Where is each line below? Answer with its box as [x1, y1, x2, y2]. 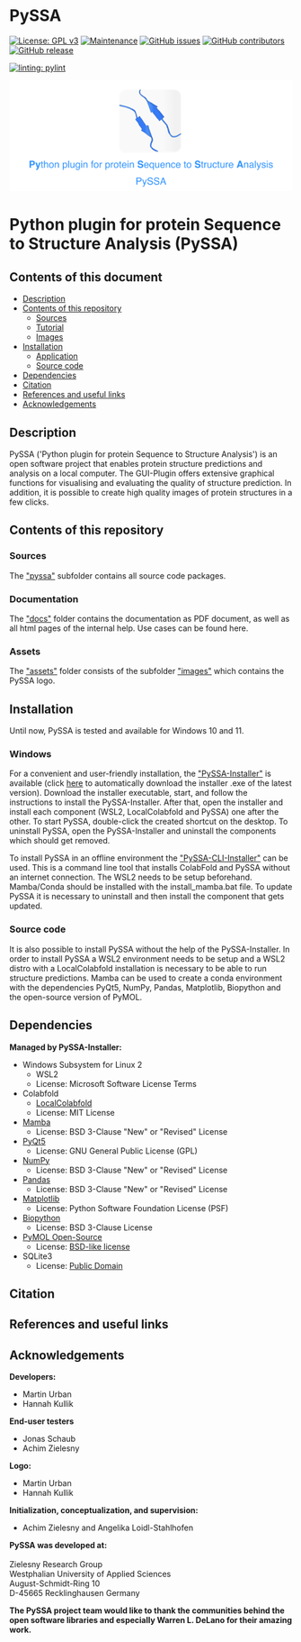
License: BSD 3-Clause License [35, 1222, 153, 1233]
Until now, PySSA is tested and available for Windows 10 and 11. [9, 725, 244, 736]
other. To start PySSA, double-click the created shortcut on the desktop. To [9, 816, 288, 827]
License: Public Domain [35, 1260, 123, 1271]
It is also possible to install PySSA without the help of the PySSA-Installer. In [9, 944, 290, 954]
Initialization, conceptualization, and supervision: [9, 1505, 199, 1516]
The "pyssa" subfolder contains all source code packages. [9, 570, 226, 581]
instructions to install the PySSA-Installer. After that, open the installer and [9, 797, 283, 807]
